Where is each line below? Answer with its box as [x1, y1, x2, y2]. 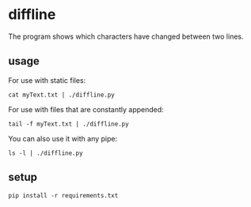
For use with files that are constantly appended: [8, 104, 164, 114]
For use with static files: [8, 75, 86, 85]
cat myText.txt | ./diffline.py [8, 91, 115, 99]
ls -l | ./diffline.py [8, 149, 83, 157]
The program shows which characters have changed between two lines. [8, 32, 244, 41]
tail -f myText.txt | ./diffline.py [8, 120, 129, 128]
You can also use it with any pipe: [8, 134, 118, 143]
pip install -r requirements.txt [8, 191, 119, 199]
